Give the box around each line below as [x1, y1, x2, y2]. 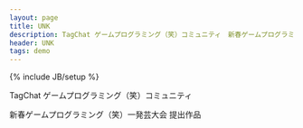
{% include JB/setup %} [9, 71, 99, 82]
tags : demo [9, 47, 51, 56]
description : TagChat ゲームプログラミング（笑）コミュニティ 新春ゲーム [9, 30, 261, 39]
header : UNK [9, 38, 54, 48]
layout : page [9, 13, 59, 23]
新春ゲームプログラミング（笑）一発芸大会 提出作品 [9, 109, 202, 120]
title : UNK [9, 22, 51, 31]
